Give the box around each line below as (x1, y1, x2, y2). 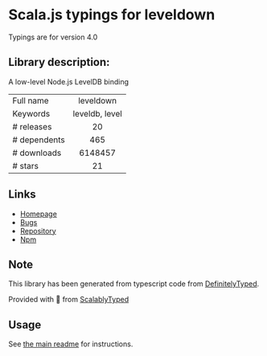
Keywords (12, 108, 51, 119)
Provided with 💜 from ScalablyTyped (8, 295, 129, 305)
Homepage (19, 209, 58, 219)
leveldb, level (72, 108, 122, 119)
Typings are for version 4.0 (8, 32, 98, 42)
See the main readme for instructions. (8, 339, 133, 349)
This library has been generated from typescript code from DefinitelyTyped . (8, 279, 260, 288)
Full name (12, 95, 50, 106)
